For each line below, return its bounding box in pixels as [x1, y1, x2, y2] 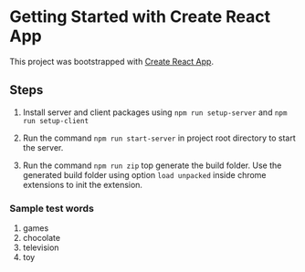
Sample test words [9, 202, 94, 214]
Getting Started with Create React [9, 6, 271, 27]
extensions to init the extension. [22, 179, 143, 190]
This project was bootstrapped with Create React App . [9, 56, 215, 67]
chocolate [22, 233, 61, 244]
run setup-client [22, 116, 89, 125]
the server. [22, 141, 64, 152]
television [22, 242, 59, 253]
